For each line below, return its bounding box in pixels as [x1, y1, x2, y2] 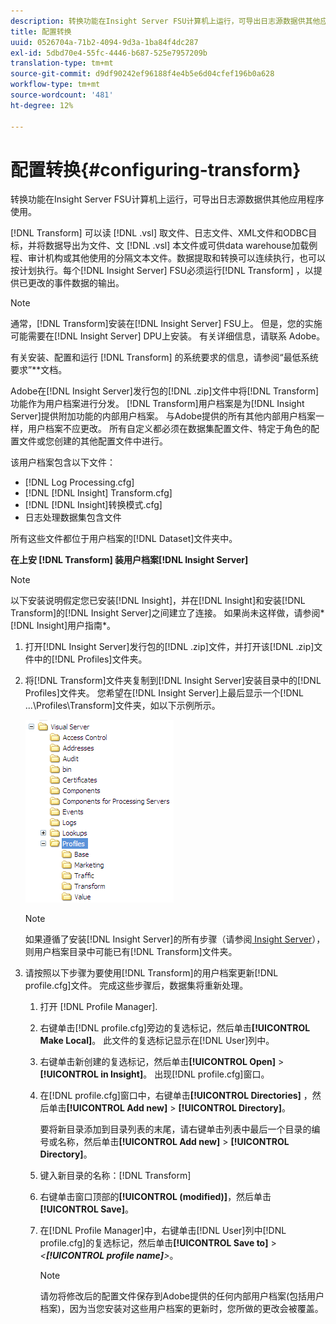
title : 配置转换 [10, 26, 72, 37]
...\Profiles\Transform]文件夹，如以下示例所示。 [24, 700, 221, 712]
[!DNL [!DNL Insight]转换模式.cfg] [24, 499, 163, 511]
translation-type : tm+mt [10, 58, 114, 69]
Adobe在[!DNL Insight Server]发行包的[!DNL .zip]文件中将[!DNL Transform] [10, 385, 320, 397]
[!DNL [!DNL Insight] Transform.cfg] [24, 487, 173, 499]
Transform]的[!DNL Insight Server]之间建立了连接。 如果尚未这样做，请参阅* [10, 607, 325, 619]
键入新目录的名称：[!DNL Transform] [39, 1170, 192, 1182]
